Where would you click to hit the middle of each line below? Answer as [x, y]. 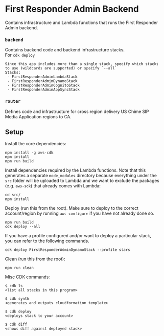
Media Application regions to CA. [38, 116]
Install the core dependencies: [35, 144]
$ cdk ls [14, 286]
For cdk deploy [20, 55]
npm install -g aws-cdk [29, 153]
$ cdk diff [16, 325]
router [13, 101]
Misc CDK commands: [28, 277]
